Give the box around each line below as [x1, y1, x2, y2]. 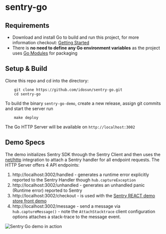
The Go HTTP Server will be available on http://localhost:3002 [5, 123, 135, 130]
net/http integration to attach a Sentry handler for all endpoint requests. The [5, 157, 160, 163]
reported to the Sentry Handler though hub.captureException [12, 176, 136, 182]
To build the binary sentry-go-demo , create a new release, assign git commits [5, 100, 161, 106]
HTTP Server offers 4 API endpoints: [5, 162, 80, 168]
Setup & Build [5, 64, 47, 73]
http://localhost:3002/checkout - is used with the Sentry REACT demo [12, 192, 156, 198]
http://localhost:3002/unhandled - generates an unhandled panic [12, 182, 145, 188]
